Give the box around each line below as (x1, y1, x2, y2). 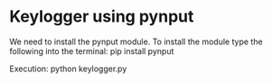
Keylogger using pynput (9, 6, 194, 27)
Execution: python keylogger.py (9, 63, 127, 74)
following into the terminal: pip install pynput (9, 45, 174, 56)
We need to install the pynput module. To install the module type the (9, 36, 264, 47)
